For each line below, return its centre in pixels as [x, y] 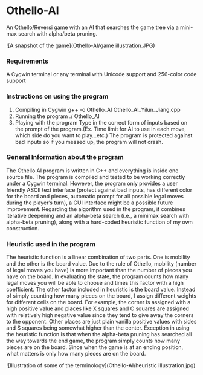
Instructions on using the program [57, 96]
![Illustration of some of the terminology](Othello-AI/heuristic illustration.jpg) [101, 365]
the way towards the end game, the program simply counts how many [93, 341]
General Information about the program [65, 157]
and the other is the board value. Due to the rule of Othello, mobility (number [101, 264]
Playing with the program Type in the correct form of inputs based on [101, 122]
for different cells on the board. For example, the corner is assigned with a [98, 302]
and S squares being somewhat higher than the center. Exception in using [98, 328]
